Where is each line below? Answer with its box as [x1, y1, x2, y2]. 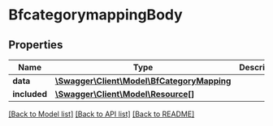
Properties [8, 38, 63, 52]
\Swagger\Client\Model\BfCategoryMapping [54, 75, 232, 86]
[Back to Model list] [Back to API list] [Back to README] [8, 109, 195, 119]
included [12, 89, 47, 99]
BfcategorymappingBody [8, 6, 183, 24]
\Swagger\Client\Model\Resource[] [54, 89, 195, 99]
